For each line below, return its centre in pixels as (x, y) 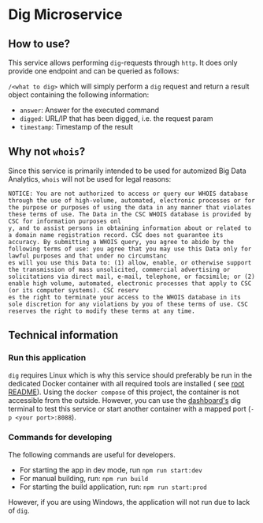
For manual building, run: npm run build (84, 478)
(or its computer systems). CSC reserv (74, 290)
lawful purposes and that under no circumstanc (88, 256)
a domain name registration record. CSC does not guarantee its (116, 235)
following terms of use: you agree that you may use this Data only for (130, 249)
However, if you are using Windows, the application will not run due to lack (129, 502)
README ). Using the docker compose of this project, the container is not (124, 392)
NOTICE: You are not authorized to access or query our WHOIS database (128, 194)
